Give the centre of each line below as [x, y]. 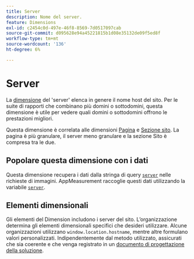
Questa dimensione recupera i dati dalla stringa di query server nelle [89, 175]
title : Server [23, 11]
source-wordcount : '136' [36, 44]
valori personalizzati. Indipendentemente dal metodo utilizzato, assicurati [94, 238]
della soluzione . [25, 251]
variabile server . [26, 187]
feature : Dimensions [31, 22]
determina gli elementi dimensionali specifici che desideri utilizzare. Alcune [96, 226]
